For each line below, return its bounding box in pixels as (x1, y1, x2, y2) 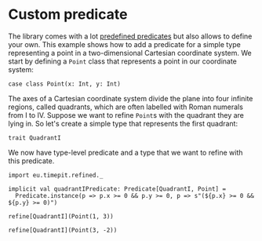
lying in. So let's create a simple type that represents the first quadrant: (8, 119, 238, 128)
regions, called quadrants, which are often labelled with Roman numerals (8, 102, 243, 111)
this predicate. (8, 155, 55, 166)
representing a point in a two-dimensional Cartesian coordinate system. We (8, 48, 253, 57)
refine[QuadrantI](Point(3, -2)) (8, 226, 118, 234)
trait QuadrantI (8, 133, 61, 142)
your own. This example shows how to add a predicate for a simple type (8, 39, 241, 49)
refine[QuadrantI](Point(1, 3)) (8, 212, 114, 221)
